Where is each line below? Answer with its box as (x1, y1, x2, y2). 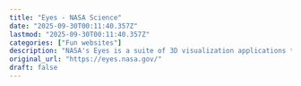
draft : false (9, 64, 58, 73)
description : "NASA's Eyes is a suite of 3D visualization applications (9, 47, 287, 56)
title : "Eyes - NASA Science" (9, 13, 123, 22)
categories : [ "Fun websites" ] (9, 38, 123, 47)
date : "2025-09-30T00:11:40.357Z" (9, 21, 139, 30)
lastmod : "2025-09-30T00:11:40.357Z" (9, 30, 150, 39)
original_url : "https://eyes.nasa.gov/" (9, 55, 163, 64)
